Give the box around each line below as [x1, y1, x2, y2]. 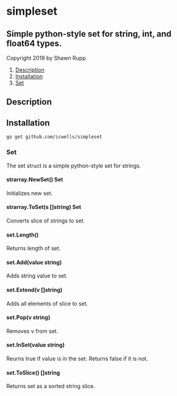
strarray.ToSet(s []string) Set [6, 204, 81, 211]
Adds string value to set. [6, 272, 68, 279]
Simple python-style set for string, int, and [6, 29, 172, 39]
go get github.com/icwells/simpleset [6, 134, 103, 140]
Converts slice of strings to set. [6, 217, 85, 224]
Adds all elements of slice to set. [6, 299, 88, 307]
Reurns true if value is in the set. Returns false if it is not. [6, 354, 148, 362]
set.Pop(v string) [6, 313, 51, 321]
